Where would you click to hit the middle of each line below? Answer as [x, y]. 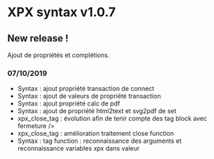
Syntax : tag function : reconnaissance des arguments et [99, 141]
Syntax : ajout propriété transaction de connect [86, 89]
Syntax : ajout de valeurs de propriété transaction [89, 96]
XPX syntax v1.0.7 [62, 12]
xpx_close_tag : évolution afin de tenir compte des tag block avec [112, 119]
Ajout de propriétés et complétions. [58, 55]
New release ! [38, 38]
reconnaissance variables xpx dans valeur [78, 148]
